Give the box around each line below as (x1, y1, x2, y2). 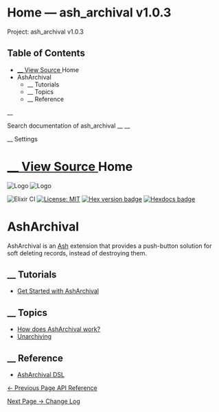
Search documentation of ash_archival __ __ (7, 122, 130, 130)
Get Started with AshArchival (16, 287, 100, 295)
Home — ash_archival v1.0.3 (7, 5, 172, 21)
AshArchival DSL (16, 371, 65, 379)
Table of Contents (7, 47, 86, 59)
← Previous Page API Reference (7, 384, 97, 392)
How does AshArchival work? (16, 325, 101, 334)
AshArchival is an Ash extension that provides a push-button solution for (7, 242, 212, 250)
